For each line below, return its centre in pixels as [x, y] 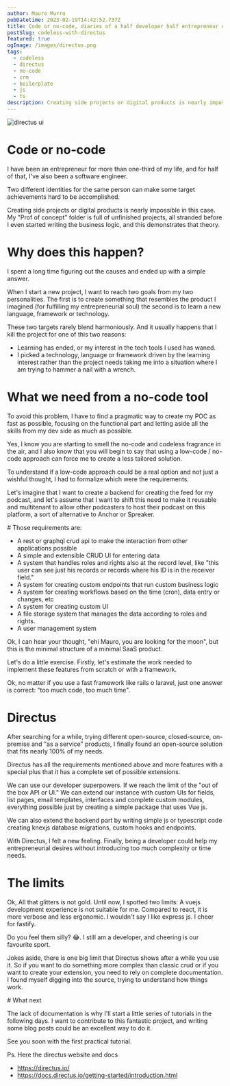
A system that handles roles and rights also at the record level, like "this [118, 562]
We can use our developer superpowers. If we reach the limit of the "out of [113, 785]
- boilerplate [33, 84]
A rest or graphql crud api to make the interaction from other [102, 541]
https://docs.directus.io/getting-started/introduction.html [97, 1075]
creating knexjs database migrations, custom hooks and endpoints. [102, 828]
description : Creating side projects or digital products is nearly [107, 103]
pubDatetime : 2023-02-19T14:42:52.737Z [64, 20]
